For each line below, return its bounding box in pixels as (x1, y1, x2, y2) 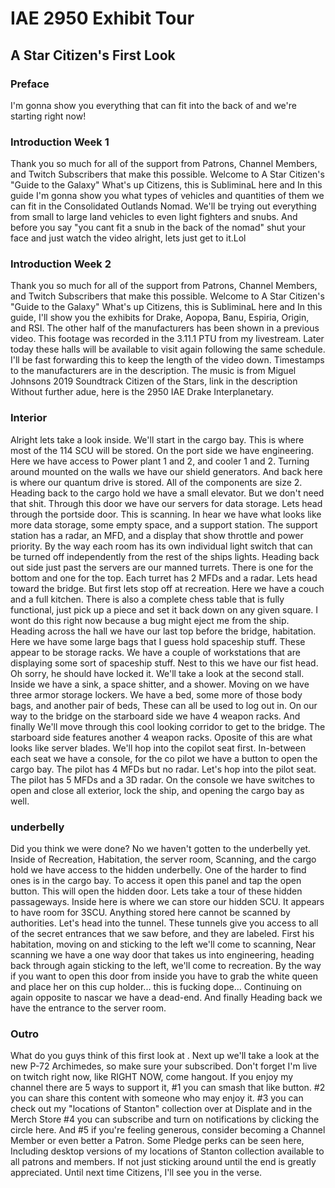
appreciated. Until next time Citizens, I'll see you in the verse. (10, 1167, 263, 1179)
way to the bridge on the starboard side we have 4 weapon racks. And (10, 710, 301, 722)
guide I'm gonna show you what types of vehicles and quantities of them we (10, 190, 325, 202)
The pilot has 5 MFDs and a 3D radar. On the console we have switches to (10, 773, 315, 786)
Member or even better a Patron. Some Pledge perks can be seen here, (10, 1135, 305, 1147)
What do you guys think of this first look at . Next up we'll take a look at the (10, 1050, 320, 1062)
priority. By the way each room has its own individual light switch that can (10, 540, 313, 552)
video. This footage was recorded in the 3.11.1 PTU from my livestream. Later (10, 333, 325, 345)
